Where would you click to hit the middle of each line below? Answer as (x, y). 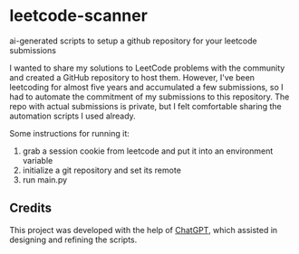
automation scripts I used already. (72, 116)
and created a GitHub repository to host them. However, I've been (132, 77)
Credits (31, 208)
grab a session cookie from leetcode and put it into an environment (148, 151)
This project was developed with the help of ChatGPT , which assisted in (144, 230)
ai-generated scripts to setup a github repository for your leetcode (133, 41)
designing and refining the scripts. (73, 240)
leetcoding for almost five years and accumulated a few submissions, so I (146, 87)
